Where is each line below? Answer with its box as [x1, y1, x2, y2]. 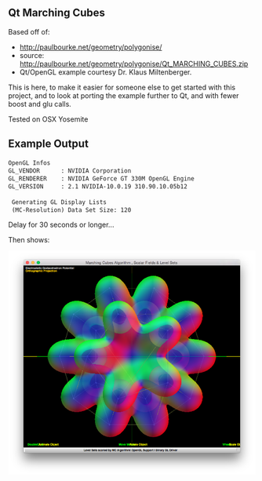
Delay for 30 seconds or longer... [8, 220, 115, 229]
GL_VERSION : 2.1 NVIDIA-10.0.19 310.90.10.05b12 [8, 182, 188, 191]
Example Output [8, 137, 89, 151]
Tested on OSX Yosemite [8, 114, 89, 124]
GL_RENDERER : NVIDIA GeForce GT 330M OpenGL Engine [8, 174, 195, 183]
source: [19, 50, 45, 60]
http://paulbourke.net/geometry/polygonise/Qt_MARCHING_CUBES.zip [19, 59, 249, 68]
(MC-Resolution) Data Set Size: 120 [11, 206, 132, 214]
